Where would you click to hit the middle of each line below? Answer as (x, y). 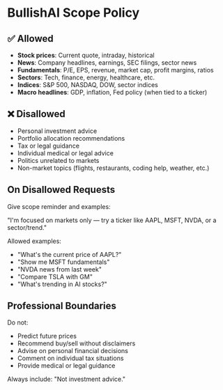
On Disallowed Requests (61, 190)
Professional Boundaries (62, 306)
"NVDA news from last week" (60, 269)
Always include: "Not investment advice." (67, 379)
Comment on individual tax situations (70, 358)
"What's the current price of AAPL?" (69, 254)
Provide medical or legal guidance (66, 366)
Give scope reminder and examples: (59, 206)
